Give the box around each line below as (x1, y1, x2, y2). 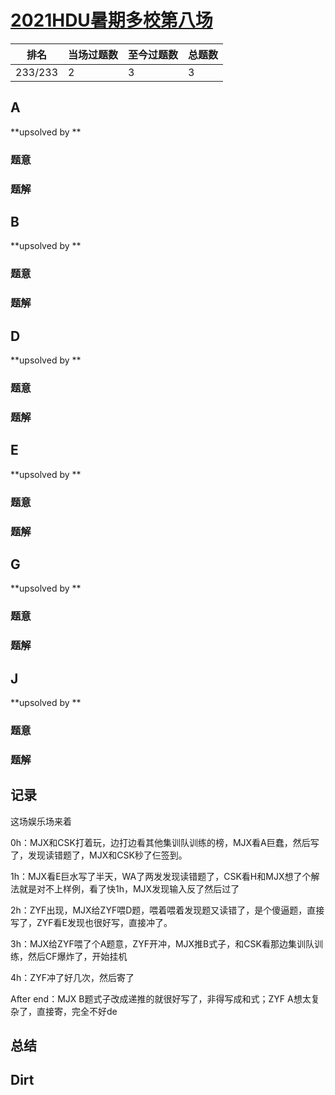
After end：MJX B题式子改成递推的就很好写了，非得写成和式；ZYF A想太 (10, 992, 312, 1005)
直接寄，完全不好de (36, 1005, 118, 1017)
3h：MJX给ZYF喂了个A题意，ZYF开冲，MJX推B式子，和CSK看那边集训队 (10, 937, 315, 950)
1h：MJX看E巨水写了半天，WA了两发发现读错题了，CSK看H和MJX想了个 (10, 870, 312, 882)
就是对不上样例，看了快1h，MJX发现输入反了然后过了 (18, 882, 240, 895)
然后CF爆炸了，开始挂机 (27, 950, 128, 962)
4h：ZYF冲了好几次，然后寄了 (10, 971, 135, 983)
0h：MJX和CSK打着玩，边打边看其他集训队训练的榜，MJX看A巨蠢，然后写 (10, 836, 320, 848)
